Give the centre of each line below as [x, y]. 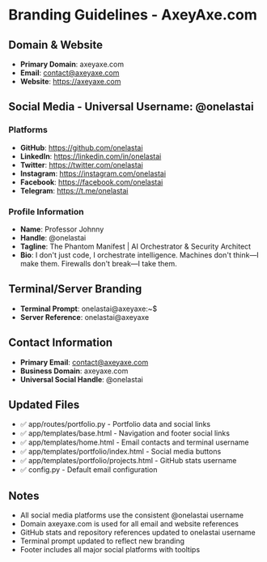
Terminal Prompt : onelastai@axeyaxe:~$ [89, 309]
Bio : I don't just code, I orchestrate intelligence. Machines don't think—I [139, 255]
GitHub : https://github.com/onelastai [81, 147]
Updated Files [44, 405]
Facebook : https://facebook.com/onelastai [91, 182]
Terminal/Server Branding [75, 289]
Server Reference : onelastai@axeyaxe [85, 317]
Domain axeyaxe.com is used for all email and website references [129, 524]
